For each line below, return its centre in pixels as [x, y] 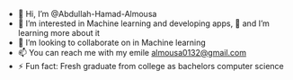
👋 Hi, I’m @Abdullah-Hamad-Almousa [87, 14]
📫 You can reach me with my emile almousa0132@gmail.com [132, 53]
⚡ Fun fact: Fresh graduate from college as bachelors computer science [151, 66]
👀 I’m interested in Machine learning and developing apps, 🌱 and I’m [143, 23]
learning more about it [59, 33]
